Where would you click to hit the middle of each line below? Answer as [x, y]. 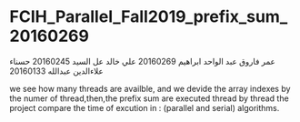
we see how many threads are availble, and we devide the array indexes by [150, 88]
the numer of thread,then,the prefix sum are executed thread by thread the [149, 98]
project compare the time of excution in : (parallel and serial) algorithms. [145, 107]
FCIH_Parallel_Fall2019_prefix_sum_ [149, 17]
